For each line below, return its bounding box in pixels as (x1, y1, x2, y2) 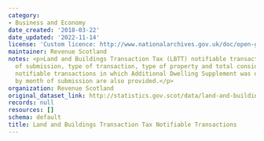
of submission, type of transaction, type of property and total (15, 63, 234, 70)
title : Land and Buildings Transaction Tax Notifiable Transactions (8, 121, 237, 128)
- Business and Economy (8, 19, 86, 27)
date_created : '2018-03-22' (8, 26, 101, 34)
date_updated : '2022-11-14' (8, 33, 101, 42)
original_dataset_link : (8, 92, 86, 99)
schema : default (8, 114, 61, 121)
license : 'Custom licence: (8, 41, 97, 49)
